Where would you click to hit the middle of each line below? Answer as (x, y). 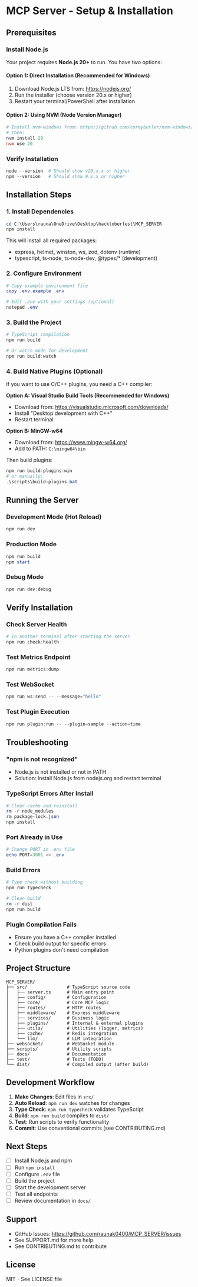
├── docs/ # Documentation (57, 1054)
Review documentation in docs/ (53, 1200)
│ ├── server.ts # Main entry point (60, 992)
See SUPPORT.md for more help (54, 1240)
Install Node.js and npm (43, 1161)
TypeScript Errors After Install (50, 794)
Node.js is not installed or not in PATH (60, 772)
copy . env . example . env (35, 291)
